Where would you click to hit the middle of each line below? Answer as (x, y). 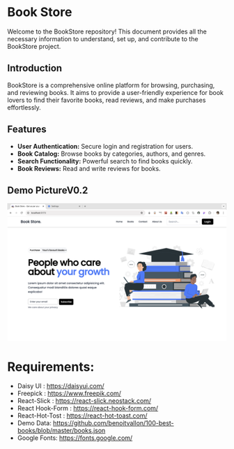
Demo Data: (34, 423)
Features (27, 130)
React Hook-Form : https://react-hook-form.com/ (88, 408)
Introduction (35, 68)
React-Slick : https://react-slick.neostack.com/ (84, 401)
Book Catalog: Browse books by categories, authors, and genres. (111, 154)
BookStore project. (34, 46)
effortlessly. (24, 107)
